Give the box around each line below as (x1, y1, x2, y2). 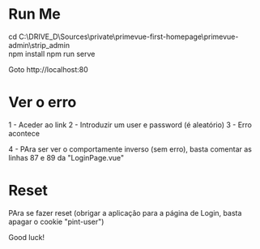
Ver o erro (8, 93, 77, 112)
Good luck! (8, 232, 45, 242)
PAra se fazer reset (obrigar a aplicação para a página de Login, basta (8, 208, 242, 217)
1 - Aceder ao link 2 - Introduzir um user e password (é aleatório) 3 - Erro (8, 119, 253, 130)
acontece (8, 128, 40, 138)
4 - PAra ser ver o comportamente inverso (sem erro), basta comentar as (8, 144, 253, 154)
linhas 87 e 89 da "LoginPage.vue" (8, 152, 125, 162)
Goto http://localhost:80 (8, 64, 89, 74)
